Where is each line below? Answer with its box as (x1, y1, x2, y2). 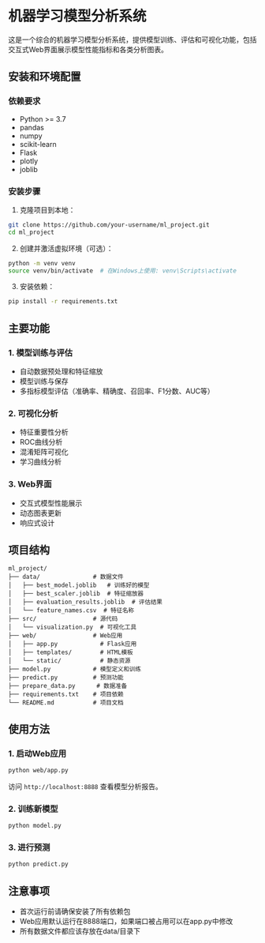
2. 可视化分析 (8, 408, 58, 419)
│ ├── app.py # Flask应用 (8, 641, 137, 648)
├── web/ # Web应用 (8, 632, 123, 640)
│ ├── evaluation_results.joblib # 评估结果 (8, 598, 163, 607)
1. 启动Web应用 (8, 748, 67, 759)
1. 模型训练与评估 (8, 347, 73, 358)
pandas (19, 122, 45, 132)
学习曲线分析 (19, 457, 62, 467)
